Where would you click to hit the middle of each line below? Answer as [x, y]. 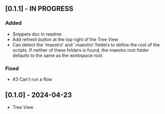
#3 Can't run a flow [32, 79]
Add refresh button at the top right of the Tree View [65, 39]
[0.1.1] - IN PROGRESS [39, 9]
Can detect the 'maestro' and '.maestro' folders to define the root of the [86, 45]
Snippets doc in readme [37, 34]
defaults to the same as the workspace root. [58, 55]
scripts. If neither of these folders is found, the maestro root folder [80, 50]
